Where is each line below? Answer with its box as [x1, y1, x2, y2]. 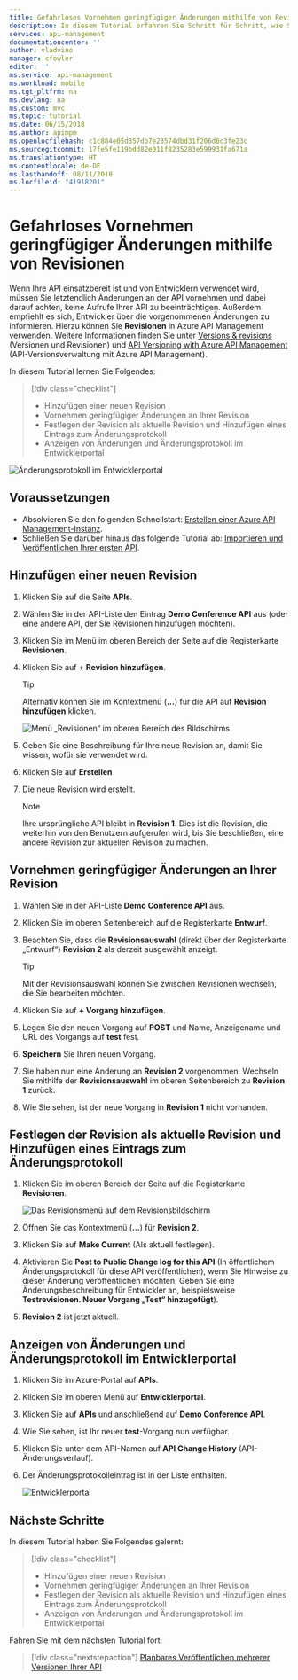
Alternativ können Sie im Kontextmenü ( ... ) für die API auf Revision [21, 696, 267, 707]
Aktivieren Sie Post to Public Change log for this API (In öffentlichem [21, 1256, 275, 1268]
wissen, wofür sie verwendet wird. [21, 749, 148, 760]
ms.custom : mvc [9, 104, 66, 113]
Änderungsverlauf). [21, 1453, 94, 1464]
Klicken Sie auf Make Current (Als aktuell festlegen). [21, 1239, 215, 1250]
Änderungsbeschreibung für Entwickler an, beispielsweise [21, 1285, 236, 1295]
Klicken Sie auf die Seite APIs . [21, 591, 133, 602]
